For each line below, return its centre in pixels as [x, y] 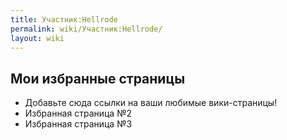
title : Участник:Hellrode [64, 19]
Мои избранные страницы [98, 78]
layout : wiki [37, 38]
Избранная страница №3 [78, 124]
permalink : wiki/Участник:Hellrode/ [86, 29]
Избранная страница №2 [78, 113]
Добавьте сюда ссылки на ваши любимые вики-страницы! [151, 103]
